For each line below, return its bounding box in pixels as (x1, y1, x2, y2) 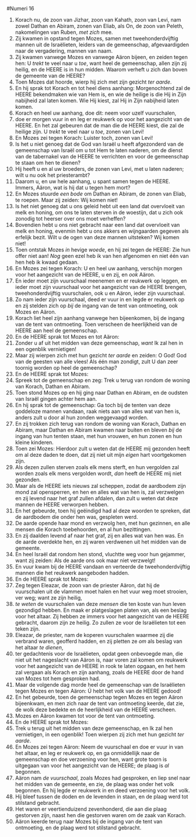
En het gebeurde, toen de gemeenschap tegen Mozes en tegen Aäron (15, 694, 183, 701)
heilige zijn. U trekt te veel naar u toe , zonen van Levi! (15, 128, 144, 135)
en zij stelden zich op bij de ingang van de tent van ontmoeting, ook (15, 302, 178, 309)
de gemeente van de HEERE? (15, 73, 85, 79)
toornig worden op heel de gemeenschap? (15, 364, 117, 371)
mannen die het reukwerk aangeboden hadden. (15, 570, 129, 576)
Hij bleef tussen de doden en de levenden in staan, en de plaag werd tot (15, 793, 188, 800)
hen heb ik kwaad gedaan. (15, 259, 79, 266)
